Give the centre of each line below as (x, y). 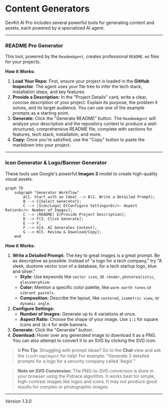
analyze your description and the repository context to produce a (79, 124)
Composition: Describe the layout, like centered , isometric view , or (89, 298)
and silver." (24, 271)
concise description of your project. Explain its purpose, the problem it (85, 103)
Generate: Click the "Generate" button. (53, 330)
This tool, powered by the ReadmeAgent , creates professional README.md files (82, 57)
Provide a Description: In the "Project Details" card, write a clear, (80, 97)
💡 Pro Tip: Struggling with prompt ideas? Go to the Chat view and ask (89, 350)
